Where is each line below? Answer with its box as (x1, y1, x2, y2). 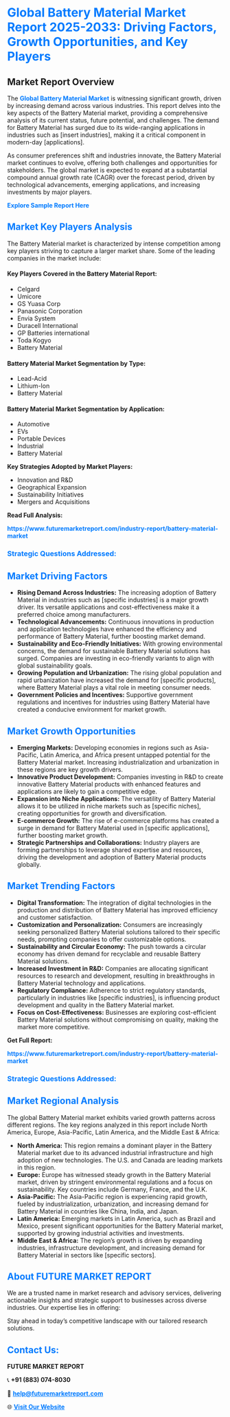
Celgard (16, 285, 40, 294)
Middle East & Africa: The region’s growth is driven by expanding (16, 1236, 203, 1244)
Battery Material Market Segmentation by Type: (7, 359, 146, 367)
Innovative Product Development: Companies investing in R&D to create (16, 772, 224, 781)
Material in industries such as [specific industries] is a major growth (16, 596, 209, 604)
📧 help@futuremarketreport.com (7, 1389, 104, 1398)
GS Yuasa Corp (16, 300, 61, 308)
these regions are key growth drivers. (16, 765, 124, 773)
